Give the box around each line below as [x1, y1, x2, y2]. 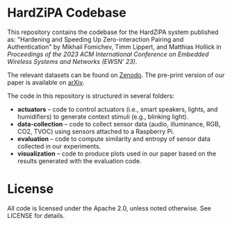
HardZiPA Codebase [7, 5, 126, 21]
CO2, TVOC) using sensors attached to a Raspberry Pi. [17, 127, 175, 135]
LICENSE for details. [7, 211, 65, 219]
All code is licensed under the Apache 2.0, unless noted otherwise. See [7, 203, 212, 212]
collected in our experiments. [17, 142, 101, 150]
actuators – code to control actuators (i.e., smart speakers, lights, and [17, 105, 218, 113]
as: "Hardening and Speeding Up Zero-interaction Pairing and [7, 35, 184, 43]
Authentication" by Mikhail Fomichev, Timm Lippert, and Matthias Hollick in [7, 42, 222, 51]
